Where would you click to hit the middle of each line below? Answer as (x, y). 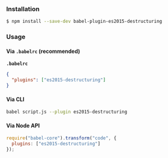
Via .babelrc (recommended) (43, 51)
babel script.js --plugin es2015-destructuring (67, 112)
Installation (23, 9)
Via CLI (15, 99)
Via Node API (23, 126)
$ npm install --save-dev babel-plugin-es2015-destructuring (84, 22)
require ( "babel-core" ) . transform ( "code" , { (61, 138)
